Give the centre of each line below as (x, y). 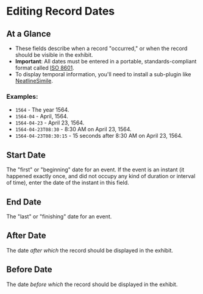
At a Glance (29, 34)
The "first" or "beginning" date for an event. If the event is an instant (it (95, 170)
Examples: (22, 96)
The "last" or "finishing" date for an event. (59, 216)
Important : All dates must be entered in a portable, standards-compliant (106, 61)
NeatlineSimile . (34, 81)
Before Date (30, 270)
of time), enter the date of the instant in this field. (68, 183)
